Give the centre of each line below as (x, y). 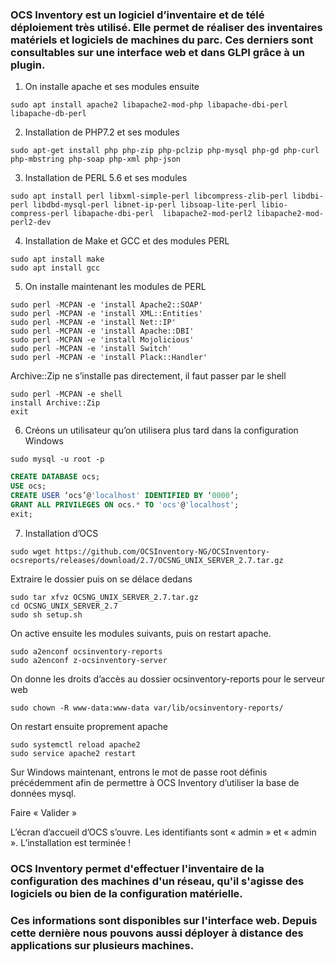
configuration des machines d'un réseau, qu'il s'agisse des (157, 881)
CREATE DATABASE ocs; (55, 477)
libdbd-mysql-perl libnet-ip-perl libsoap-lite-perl (144, 205)
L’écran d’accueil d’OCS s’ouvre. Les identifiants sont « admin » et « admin (163, 832)
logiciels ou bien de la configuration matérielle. (126, 893)
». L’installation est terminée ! (71, 842)
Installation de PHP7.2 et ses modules (102, 132)
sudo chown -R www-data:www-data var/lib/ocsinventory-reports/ (147, 708)
